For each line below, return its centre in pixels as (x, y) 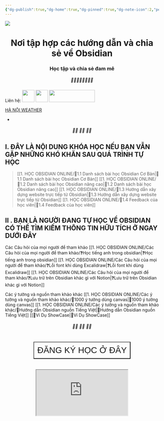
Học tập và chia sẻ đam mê (82, 68)
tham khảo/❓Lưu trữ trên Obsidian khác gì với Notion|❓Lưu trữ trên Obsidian (81, 278)
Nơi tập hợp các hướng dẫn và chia (82, 43)
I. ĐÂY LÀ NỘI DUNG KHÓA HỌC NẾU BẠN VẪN (78, 147)
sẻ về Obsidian (82, 53)
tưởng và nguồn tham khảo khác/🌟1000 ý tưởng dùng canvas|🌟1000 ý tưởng (82, 300)
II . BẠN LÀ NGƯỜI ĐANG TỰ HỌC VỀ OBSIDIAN (78, 220)
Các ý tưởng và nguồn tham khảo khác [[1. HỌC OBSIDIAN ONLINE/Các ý (79, 295)
